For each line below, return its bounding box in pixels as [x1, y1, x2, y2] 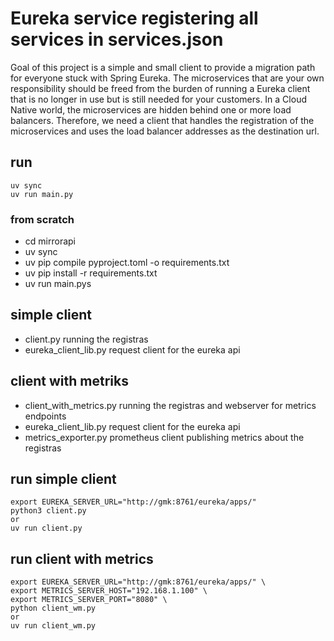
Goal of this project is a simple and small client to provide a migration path [10, 61, 316, 73]
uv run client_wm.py [10, 621, 97, 631]
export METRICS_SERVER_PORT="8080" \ [10, 595, 168, 605]
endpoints [24, 410, 67, 422]
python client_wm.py [10, 603, 97, 614]
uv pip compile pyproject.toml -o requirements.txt [24, 257, 230, 269]
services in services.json [10, 28, 224, 51]
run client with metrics [10, 550, 154, 567]
